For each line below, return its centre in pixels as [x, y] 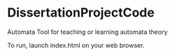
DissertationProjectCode [81, 13]
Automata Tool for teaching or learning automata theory [87, 32]
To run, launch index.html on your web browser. [76, 45]
